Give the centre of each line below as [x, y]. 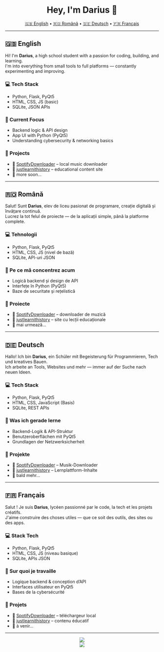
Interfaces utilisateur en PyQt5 [43, 587]
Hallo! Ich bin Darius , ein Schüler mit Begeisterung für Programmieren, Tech [82, 357]
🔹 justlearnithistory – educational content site [58, 169]
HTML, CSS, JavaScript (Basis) [43, 403]
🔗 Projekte [18, 454]
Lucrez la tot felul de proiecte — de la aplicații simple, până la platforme [77, 217]
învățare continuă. [23, 211]
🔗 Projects [18, 153]
